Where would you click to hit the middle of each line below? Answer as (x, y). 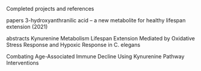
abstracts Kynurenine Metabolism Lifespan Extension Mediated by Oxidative (101, 38)
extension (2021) (27, 27)
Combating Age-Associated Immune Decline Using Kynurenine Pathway (95, 56)
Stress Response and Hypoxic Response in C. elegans (73, 45)
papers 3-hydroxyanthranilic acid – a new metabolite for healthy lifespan (96, 20)
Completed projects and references (50, 9)
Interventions (23, 63)
